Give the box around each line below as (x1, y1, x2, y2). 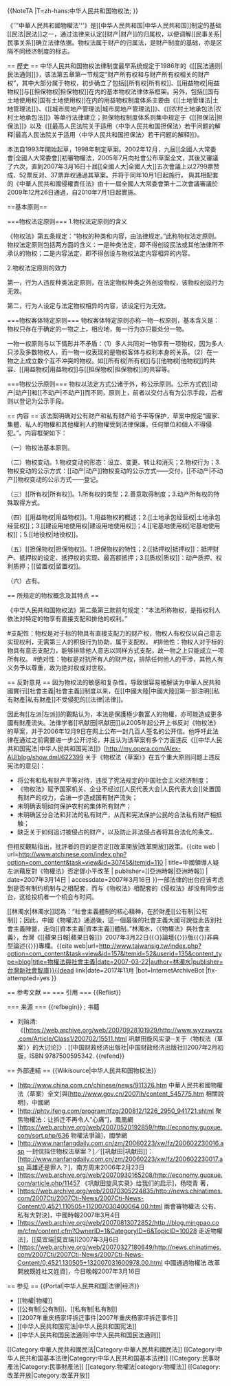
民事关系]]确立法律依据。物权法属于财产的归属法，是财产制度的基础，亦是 (7, 39, 217, 47)
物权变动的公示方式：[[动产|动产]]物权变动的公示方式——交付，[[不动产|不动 (7, 467, 223, 475)
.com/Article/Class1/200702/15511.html (16, 1035, 127, 1043)
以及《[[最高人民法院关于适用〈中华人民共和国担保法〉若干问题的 (30, 122, 215, 130)
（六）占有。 (7, 577, 43, 585)
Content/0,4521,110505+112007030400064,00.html (16, 1202, 163, 1210)
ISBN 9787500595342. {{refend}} (29, 1052, 125, 1060)
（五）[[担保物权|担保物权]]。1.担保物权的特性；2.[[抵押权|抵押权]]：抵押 (7, 545, 213, 553)
